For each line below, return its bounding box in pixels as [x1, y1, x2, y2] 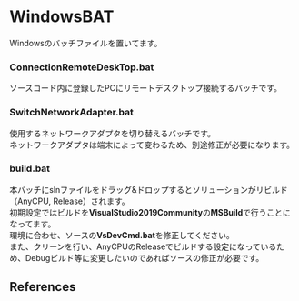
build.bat [9, 162, 51, 175]
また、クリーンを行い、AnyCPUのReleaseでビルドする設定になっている [9, 241, 277, 252]
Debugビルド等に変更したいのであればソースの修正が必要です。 [25, 252, 264, 263]
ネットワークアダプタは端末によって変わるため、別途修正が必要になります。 [9, 139, 295, 150]
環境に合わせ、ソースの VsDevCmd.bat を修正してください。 [9, 229, 234, 240]
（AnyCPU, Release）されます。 [9, 196, 130, 206]
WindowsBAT [9, 6, 115, 27]
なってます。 [9, 218, 56, 229]
